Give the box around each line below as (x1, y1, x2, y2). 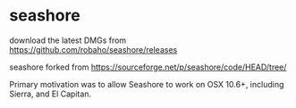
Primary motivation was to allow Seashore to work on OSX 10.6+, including (9, 79, 284, 89)
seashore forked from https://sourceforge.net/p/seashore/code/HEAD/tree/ (9, 62, 287, 72)
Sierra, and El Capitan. (9, 88, 92, 99)
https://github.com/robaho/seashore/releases (9, 44, 178, 54)
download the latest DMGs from (9, 35, 127, 46)
